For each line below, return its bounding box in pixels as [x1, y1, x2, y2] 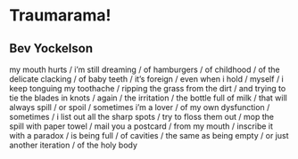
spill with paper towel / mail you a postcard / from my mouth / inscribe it [9, 121, 274, 131]
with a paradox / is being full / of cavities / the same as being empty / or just [9, 131, 289, 140]
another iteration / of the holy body [9, 139, 138, 150]
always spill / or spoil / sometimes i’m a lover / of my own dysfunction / [9, 102, 270, 112]
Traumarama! [9, 5, 112, 26]
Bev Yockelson [9, 41, 94, 56]
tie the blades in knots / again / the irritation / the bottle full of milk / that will [9, 92, 287, 103]
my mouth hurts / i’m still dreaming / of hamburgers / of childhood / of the [9, 64, 280, 75]
